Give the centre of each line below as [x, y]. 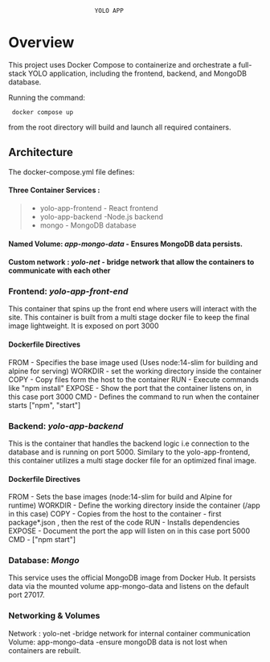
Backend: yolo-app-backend [66, 426]
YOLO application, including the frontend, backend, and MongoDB [137, 73]
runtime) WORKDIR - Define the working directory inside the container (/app [135, 505]
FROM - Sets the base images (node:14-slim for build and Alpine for [121, 497]
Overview [41, 43]
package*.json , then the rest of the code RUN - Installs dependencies [124, 523]
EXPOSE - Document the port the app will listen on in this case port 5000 [129, 531]
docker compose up [43, 112]
